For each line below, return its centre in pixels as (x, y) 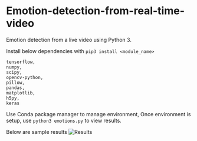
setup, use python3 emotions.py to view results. (64, 120)
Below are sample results (37, 132)
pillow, (16, 83)
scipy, (14, 72)
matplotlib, (21, 93)
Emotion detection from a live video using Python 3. (69, 40)
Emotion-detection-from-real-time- (95, 11)
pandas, (16, 88)
